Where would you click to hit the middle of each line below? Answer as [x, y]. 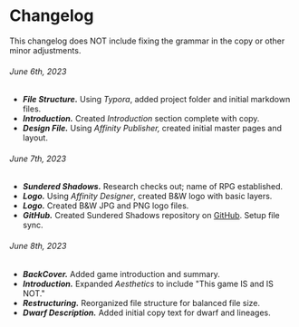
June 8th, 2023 [38, 245]
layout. [35, 138]
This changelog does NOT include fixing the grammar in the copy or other [147, 41]
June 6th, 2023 [38, 71]
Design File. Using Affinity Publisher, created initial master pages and [152, 129]
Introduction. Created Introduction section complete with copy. [141, 119]
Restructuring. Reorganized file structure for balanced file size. [141, 303]
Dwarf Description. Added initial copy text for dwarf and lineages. [146, 313]
